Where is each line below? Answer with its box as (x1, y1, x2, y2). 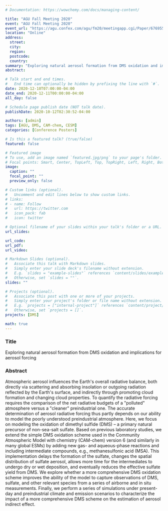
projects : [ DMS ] (5, 312, 39, 317)
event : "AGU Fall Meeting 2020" (5, 21, 72, 26)
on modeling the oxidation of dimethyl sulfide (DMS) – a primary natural (5, 421, 152, 427)
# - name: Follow (5, 201, 41, 206)
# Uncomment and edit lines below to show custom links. (5, 192, 131, 197)
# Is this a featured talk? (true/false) (5, 137, 93, 142)
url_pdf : (5, 243, 23, 248)
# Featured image (5, 150, 41, 156)
